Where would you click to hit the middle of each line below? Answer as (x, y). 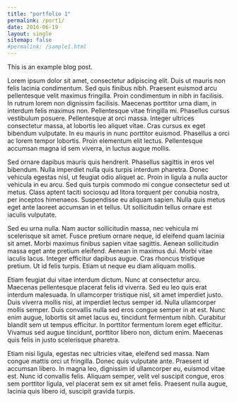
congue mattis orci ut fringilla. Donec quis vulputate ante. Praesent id (108, 361)
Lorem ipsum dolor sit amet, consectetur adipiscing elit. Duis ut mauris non (116, 81)
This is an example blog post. (50, 67)
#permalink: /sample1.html (47, 47)
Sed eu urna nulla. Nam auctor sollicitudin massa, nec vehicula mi (103, 228)
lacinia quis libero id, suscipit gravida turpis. (71, 391)
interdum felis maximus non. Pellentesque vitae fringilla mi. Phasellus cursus (118, 111)
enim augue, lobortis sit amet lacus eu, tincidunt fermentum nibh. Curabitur (117, 317)
